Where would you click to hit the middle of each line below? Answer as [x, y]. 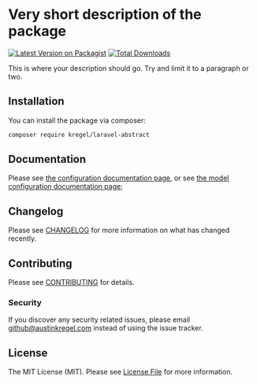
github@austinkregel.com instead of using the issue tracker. [106, 328]
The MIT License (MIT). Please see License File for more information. [120, 372]
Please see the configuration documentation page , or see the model [119, 178]
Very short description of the [105, 15]
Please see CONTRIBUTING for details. [72, 282]
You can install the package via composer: [77, 120]
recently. [22, 238]
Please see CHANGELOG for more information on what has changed [119, 231]
